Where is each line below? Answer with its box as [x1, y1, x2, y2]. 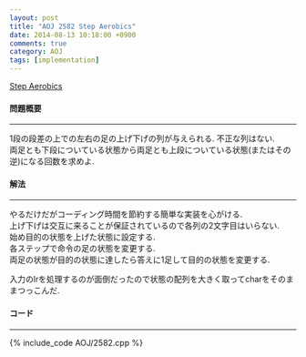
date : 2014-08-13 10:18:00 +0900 [9, 30, 137, 39]
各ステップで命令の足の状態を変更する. [9, 243, 157, 254]
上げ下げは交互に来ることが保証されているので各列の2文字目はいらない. [9, 220, 280, 231]
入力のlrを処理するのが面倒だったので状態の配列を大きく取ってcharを [9, 274, 270, 285]
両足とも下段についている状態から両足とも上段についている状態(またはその [9, 145, 291, 156]
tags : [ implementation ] [9, 56, 100, 65]
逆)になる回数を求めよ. [9, 156, 96, 167]
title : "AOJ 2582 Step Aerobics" [9, 22, 137, 31]
